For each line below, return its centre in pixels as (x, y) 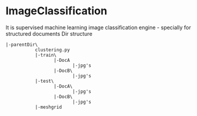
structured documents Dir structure (49, 33)
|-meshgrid (48, 107)
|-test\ (44, 81)
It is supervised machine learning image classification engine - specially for (98, 27)
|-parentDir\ (22, 45)
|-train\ (46, 55)
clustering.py (52, 50)
